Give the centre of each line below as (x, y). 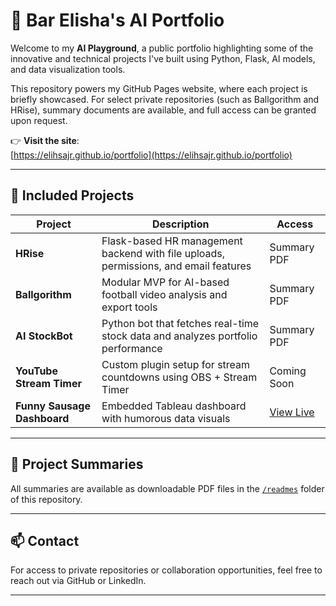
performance (132, 348)
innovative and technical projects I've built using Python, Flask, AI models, (163, 58)
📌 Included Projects (72, 195)
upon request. (39, 120)
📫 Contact (45, 540)
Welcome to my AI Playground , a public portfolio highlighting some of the (162, 48)
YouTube (36, 371)
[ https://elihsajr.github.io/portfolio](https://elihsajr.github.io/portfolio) (151, 155)
